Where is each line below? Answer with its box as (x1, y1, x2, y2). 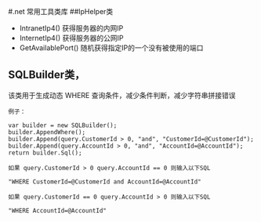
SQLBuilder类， (8, 68, 85, 82)
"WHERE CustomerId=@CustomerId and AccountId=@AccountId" (8, 177, 201, 186)
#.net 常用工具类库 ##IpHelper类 (8, 7, 114, 16)
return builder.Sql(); (8, 148, 82, 157)
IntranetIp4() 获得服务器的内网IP (19, 24, 124, 33)
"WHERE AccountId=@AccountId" (8, 206, 107, 214)
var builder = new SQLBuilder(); (8, 121, 118, 129)
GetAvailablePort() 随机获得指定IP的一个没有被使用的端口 (19, 43, 204, 53)
